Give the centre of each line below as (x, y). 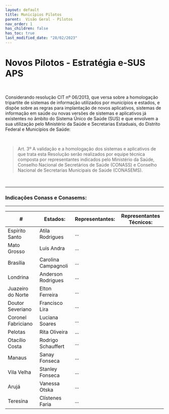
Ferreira (49, 295)
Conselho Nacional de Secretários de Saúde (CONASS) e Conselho (87, 164)
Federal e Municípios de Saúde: (38, 129)
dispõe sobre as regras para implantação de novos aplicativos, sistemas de (83, 108)
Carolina (49, 260)
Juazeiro (18, 289)
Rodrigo (49, 340)
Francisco (51, 303)
